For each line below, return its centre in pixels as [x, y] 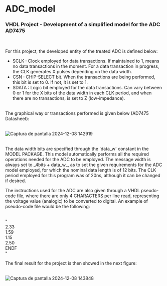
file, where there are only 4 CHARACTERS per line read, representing [88, 196]
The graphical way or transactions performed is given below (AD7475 [77, 113]
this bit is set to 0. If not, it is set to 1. [50, 82]
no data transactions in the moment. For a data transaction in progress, [86, 66]
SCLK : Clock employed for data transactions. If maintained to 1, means [86, 61]
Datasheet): [17, 119]
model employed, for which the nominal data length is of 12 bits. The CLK [81, 170]
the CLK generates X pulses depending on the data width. [72, 72]
